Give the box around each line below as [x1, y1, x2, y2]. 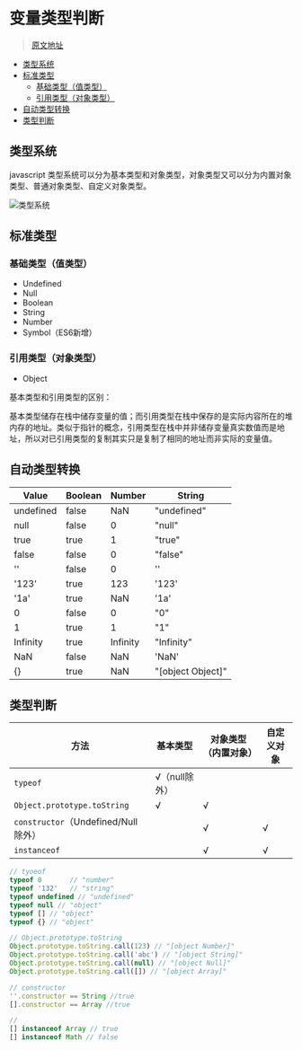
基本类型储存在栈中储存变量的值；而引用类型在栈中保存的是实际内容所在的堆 [9, 410, 293, 421]
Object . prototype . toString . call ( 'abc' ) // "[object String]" [9, 950, 244, 959]
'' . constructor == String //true [9, 992, 135, 1001]
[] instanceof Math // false [9, 1033, 119, 1042]
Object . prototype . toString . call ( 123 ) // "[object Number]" [9, 942, 235, 951]
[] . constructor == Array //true [9, 1000, 130, 1009]
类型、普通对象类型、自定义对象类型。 [9, 181, 151, 191]
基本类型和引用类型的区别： [9, 392, 112, 402]
